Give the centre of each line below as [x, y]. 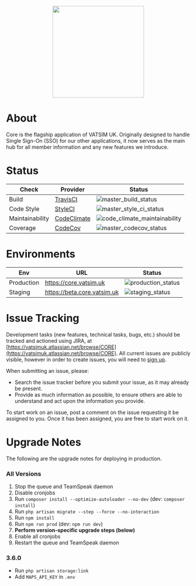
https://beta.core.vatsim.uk [82, 292]
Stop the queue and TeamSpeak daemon [64, 486]
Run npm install [35, 517]
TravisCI [66, 199]
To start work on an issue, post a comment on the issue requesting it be [92, 412]
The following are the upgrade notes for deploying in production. [84, 459]
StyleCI [65, 208]
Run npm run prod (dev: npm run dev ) [59, 524]
